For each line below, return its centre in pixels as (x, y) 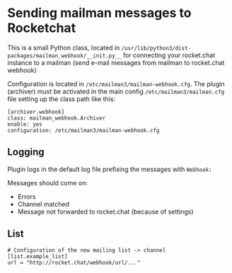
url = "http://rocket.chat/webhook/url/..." (74, 262)
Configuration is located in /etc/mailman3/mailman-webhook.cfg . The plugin (116, 83)
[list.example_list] (38, 256)
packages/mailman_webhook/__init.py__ (64, 56)
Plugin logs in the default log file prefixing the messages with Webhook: (110, 169)
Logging (26, 152)
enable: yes (25, 124)
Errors (27, 197)
